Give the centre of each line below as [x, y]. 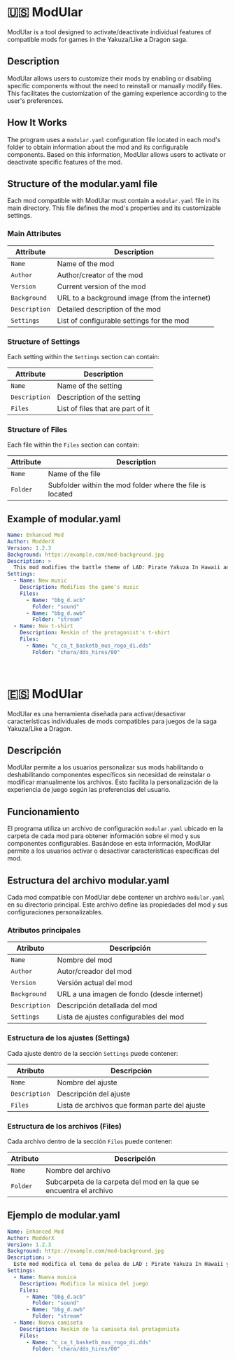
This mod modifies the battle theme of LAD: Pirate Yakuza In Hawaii [117, 568]
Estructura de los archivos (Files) [65, 1126]
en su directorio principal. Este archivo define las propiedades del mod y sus [117, 905]
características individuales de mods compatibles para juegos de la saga [112, 721]
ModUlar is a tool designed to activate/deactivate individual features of [109, 32]
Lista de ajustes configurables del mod [121, 1017]
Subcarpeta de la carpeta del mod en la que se [122, 1182]
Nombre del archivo [78, 1170]
